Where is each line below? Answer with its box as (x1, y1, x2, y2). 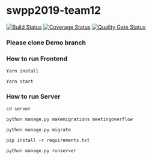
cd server (6, 106, 31, 112)
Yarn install (6, 68, 39, 74)
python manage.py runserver (6, 148, 77, 154)
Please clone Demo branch (6, 38, 86, 47)
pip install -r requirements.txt (6, 137, 90, 144)
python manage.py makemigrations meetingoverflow (6, 116, 133, 123)
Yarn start (6, 79, 34, 84)
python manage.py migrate (6, 127, 71, 133)
